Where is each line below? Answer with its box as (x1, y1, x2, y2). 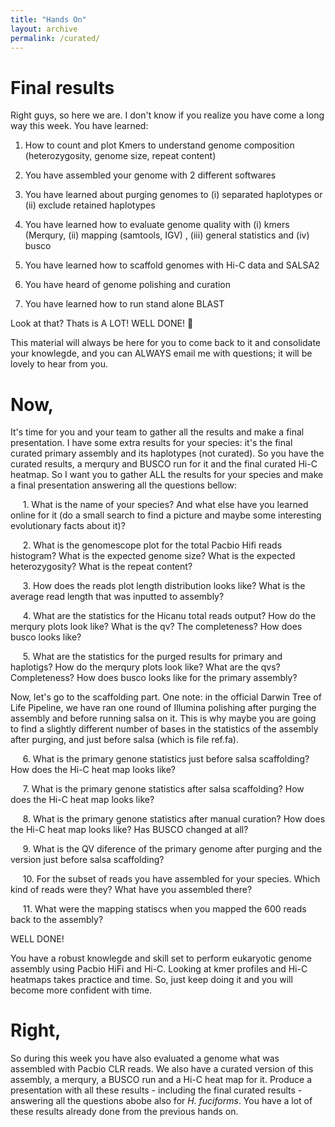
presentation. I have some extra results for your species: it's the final (10, 437, 293, 449)
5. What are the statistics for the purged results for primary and (22, 651, 283, 663)
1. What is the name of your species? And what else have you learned (22, 499, 309, 511)
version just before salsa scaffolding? (10, 854, 165, 866)
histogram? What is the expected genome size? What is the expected (10, 550, 296, 562)
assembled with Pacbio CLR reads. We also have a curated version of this (10, 1063, 314, 1075)
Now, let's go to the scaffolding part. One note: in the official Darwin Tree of (10, 691, 322, 703)
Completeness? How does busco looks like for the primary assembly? (10, 672, 298, 684)
